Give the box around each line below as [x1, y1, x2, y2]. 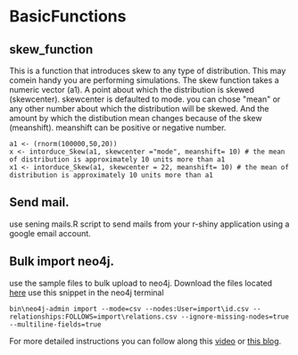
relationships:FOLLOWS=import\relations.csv [9, 312, 178, 321]
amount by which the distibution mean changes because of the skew [9, 113, 262, 123]
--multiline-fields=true [9, 319, 102, 329]
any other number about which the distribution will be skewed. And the [9, 103, 269, 113]
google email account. [9, 227, 91, 238]
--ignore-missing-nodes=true [180, 312, 290, 321]
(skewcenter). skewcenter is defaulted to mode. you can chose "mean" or [9, 94, 281, 104]
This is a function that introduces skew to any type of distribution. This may [9, 65, 286, 76]
